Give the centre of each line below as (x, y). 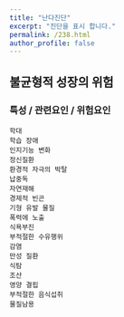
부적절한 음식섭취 (36, 294)
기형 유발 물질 (32, 208)
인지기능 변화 (30, 150)
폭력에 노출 (27, 217)
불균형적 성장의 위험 (62, 82)
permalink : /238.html (50, 34)
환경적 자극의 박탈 (38, 169)
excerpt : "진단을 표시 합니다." (62, 26)
